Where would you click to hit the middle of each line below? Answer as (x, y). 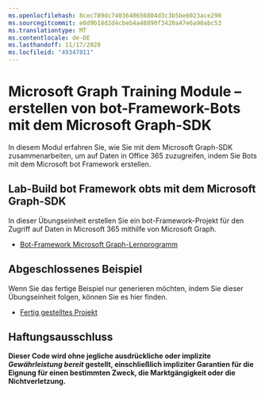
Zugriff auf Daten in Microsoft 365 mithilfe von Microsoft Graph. (112, 229)
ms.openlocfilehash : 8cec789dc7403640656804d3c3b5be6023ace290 (115, 15)
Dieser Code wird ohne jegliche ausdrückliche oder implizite (110, 356)
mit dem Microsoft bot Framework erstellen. (80, 164)
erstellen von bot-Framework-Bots (125, 109)
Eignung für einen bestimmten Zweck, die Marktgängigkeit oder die (122, 373)
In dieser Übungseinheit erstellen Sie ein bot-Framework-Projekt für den (126, 220)
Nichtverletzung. (37, 381)
